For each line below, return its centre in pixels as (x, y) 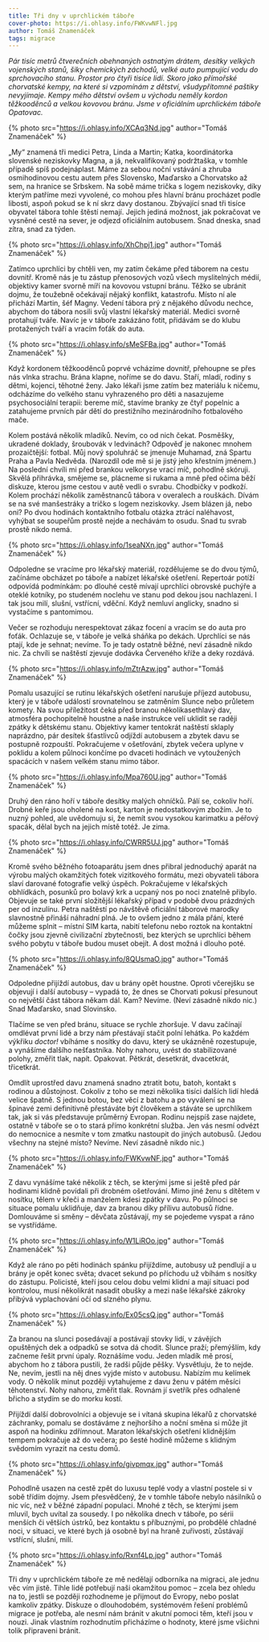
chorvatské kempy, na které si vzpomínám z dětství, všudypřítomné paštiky (134, 87)
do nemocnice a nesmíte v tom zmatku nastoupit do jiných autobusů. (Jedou (135, 1134)
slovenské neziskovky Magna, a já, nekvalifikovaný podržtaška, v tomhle (128, 161)
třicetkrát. (24, 1067)
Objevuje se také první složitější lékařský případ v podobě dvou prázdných (132, 901)
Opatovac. (26, 113)
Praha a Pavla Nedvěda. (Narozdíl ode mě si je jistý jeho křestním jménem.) (132, 461)
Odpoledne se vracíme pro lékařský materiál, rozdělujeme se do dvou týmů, (134, 569)
